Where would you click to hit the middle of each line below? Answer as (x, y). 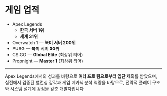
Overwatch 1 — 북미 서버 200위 (44, 42)
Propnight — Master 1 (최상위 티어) (47, 61)
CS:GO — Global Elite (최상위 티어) (47, 54)
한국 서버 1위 (32, 30)
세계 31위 (29, 36)
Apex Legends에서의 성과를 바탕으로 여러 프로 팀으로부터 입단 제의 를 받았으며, (81, 76)
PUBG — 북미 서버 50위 (36, 48)
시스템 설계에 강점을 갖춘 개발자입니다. (47, 88)
